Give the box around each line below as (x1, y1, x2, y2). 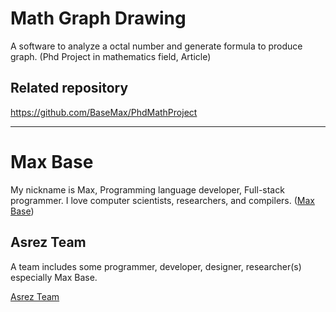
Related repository (10, 80, 129, 97)
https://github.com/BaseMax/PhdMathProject (10, 106, 198, 118)
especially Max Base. (10, 271, 98, 283)
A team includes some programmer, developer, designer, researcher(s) (10, 260, 302, 272)
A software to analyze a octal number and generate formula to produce (10, 40, 303, 52)
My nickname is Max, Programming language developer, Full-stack (10, 183, 285, 196)
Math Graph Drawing (10, 7, 187, 30)
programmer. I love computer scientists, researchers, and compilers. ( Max (10, 194, 315, 206)
